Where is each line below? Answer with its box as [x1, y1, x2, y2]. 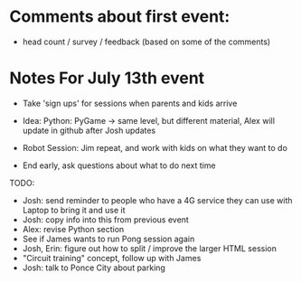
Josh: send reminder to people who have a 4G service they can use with [22, 194, 293, 205]
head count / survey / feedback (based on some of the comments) [22, 36, 271, 47]
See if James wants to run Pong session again [22, 233, 195, 244]
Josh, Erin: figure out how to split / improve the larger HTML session [22, 242, 277, 254]
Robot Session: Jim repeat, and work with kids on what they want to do [22, 142, 287, 153]
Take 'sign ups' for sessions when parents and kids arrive [22, 98, 238, 108]
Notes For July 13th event [9, 68, 205, 89]
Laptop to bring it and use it [22, 204, 126, 215]
